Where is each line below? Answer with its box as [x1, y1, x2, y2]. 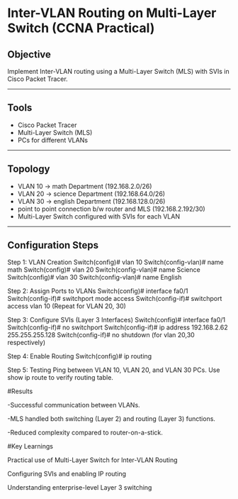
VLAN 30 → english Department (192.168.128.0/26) [17, 197, 166, 205]
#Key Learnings [7, 442, 53, 451]
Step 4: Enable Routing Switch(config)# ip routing [7, 352, 152, 361]
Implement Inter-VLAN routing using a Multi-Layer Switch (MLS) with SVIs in [7, 67, 229, 75]
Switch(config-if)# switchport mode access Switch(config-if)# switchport [7, 295, 222, 303]
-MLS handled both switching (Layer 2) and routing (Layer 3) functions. [7, 415, 216, 423]
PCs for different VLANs [17, 136, 89, 144]
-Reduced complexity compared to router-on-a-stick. [7, 428, 163, 437]
